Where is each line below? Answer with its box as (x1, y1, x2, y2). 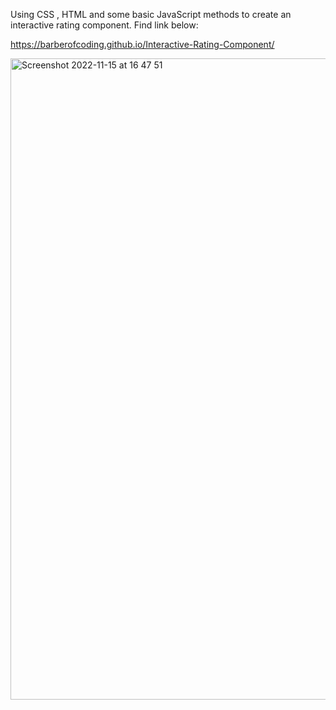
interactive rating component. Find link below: (10, 19, 199, 31)
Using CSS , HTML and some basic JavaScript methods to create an (10, 9, 292, 20)
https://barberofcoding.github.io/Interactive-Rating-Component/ (10, 39, 275, 50)
